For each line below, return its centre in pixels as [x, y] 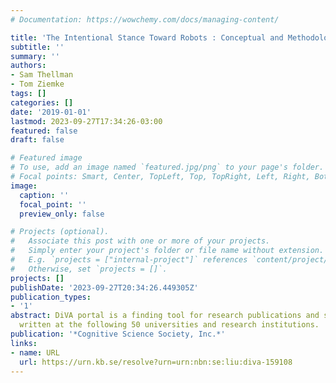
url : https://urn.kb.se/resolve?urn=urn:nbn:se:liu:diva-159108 [156, 362]
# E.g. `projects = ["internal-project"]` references [129, 260]
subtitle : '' [37, 47]
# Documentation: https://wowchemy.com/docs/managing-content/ [145, 19]
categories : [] [42, 102]
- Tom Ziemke [37, 84]
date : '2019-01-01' [51, 112]
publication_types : [51, 297]
